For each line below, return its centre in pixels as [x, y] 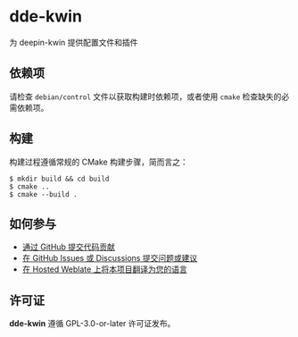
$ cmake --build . [43, 194]
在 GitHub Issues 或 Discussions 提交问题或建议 [110, 258]
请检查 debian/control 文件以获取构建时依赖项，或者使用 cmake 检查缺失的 [145, 97]
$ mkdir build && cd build [59, 179]
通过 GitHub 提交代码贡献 [69, 247]
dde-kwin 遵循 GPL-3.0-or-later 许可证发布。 [92, 324]
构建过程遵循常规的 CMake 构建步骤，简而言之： [99, 162]
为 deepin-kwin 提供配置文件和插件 [74, 42]
